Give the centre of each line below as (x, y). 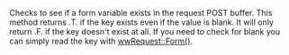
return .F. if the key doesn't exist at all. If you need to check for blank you (145, 31)
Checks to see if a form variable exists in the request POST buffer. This (141, 13)
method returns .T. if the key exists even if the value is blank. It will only (142, 22)
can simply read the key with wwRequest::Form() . (101, 41)
